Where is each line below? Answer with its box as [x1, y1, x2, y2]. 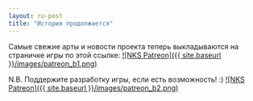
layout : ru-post [8, 11, 63, 20]
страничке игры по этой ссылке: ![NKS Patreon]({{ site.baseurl [8, 50, 222, 60]
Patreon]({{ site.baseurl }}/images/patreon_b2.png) [8, 82, 179, 93]
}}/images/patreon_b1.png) [8, 58, 97, 69]
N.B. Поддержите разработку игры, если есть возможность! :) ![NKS [8, 74, 245, 84]
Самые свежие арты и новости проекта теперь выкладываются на [8, 41, 239, 51]
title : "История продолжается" [8, 19, 114, 27]
